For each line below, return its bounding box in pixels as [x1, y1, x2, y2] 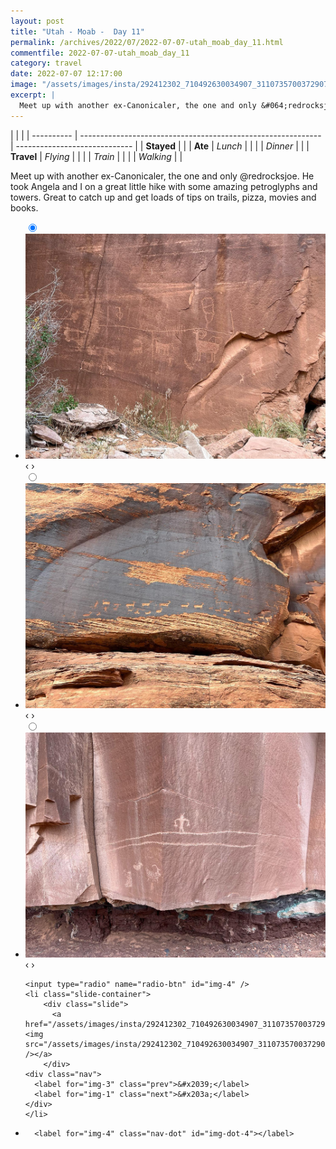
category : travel [10, 58, 83, 69]
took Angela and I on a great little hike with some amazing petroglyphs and [10, 180, 318, 192]
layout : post [10, 16, 65, 26]
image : [10, 80, 38, 90]
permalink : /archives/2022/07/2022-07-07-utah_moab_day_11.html [10, 37, 284, 47]
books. [10, 201, 39, 214]
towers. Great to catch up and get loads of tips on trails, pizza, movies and [10, 191, 317, 203]
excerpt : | [10, 90, 56, 100]
